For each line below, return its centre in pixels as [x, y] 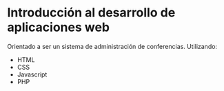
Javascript [32, 74]
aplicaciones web [59, 27]
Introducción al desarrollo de [91, 13]
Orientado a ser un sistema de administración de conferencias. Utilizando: [112, 46]
